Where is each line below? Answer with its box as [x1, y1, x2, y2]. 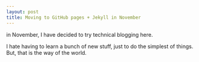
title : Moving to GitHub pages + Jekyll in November [6, 14, 141, 20]
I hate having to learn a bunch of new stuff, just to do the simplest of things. [6, 43, 194, 50]
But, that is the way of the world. [6, 49, 87, 56]
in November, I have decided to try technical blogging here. [6, 31, 153, 38]
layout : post [6, 8, 39, 15]
